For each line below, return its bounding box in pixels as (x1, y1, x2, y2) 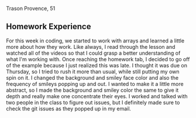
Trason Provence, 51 (6, 5, 56, 12)
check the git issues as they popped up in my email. (6, 105, 132, 112)
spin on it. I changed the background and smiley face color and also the (6, 74, 179, 81)
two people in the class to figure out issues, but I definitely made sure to (6, 99, 180, 106)
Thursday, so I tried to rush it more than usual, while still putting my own (6, 68, 180, 75)
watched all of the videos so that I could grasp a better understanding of (6, 49, 181, 56)
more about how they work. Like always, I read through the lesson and (6, 43, 176, 50)
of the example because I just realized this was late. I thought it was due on (6, 62, 187, 69)
